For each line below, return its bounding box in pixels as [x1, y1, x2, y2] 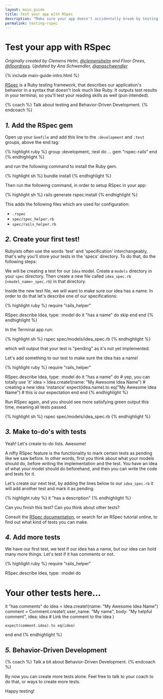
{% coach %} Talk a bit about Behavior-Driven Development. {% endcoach [5, 659, 156, 665]
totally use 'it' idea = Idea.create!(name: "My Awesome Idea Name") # [5, 379, 146, 385]
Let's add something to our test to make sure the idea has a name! [5, 355, 138, 361]
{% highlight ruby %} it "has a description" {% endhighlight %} [5, 495, 132, 501]
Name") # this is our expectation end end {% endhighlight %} [5, 389, 128, 395]
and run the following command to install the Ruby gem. [5, 164, 118, 169]
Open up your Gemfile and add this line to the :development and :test [5, 134, 145, 140]
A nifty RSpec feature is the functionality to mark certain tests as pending [5, 450, 153, 456]
